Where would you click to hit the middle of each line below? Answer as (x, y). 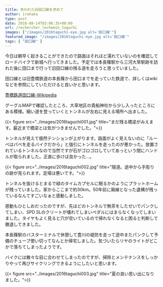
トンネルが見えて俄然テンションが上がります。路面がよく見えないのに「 (77, 138)
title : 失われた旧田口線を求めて (35, 10)
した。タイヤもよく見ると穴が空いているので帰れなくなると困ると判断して (83, 218)
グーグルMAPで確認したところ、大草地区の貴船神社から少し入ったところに (80, 105)
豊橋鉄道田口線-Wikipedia (31, 95)
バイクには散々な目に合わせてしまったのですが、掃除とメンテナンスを (75, 257)
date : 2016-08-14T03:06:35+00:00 (39, 23)
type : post (16, 19)
